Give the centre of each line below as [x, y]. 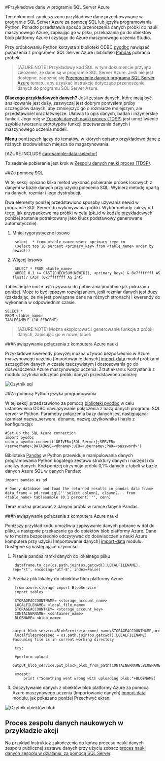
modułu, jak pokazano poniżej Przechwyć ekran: [61, 698]
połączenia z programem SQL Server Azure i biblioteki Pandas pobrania [78, 52]
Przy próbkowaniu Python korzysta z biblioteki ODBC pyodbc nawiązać [77, 47]
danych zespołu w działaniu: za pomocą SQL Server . [58, 753]
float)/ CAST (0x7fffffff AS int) [48, 277]
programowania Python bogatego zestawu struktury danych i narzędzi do [80, 460]
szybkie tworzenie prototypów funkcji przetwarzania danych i [68, 124]
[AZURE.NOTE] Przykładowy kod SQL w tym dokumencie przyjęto [84, 67]
